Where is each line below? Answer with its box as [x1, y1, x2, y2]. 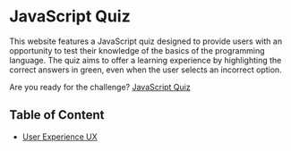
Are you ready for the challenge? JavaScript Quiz [9, 81, 191, 92]
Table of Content [9, 107, 105, 122]
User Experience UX [21, 131, 98, 142]
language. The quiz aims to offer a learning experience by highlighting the [9, 55, 282, 65]
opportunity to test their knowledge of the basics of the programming [9, 45, 265, 55]
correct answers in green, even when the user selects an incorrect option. [9, 64, 282, 75]
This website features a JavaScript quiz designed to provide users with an [9, 36, 283, 46]
